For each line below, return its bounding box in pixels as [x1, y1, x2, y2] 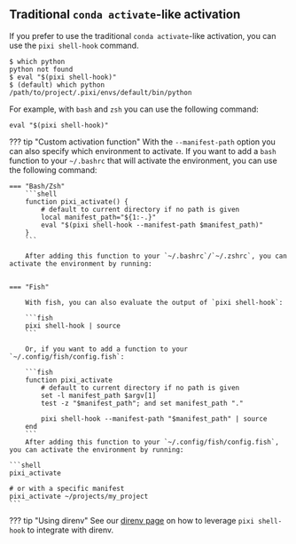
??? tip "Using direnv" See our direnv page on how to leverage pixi [9, 515, 255, 525]
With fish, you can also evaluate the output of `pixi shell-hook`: [25, 298, 284, 307]
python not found [9, 65, 74, 74]
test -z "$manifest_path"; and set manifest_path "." [41, 399, 244, 408]
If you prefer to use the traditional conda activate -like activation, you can [9, 30, 277, 41]
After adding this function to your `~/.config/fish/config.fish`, [25, 438, 279, 447]
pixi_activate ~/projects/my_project [9, 492, 149, 501]
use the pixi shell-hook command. [9, 40, 139, 51]
